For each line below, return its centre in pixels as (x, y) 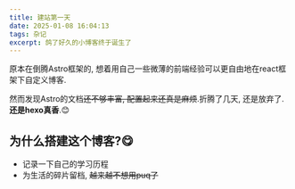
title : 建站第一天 (40, 17)
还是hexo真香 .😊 (39, 110)
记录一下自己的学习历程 (65, 164)
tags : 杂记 (28, 34)
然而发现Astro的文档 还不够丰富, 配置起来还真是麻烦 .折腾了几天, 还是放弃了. (147, 99)
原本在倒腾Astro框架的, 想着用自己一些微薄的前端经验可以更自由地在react (144, 69)
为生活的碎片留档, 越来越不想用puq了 (90, 176)
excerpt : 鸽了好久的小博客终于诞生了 (70, 42)
